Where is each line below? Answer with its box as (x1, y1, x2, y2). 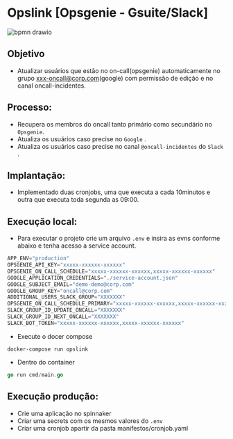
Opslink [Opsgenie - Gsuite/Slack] (7, 5, 208, 21)
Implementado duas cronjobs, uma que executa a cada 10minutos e (17, 188, 211, 196)
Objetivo (7, 48, 45, 60)
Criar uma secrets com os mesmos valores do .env (17, 416, 163, 425)
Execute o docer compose (17, 332, 93, 340)
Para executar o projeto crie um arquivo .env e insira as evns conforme (17, 234, 221, 243)
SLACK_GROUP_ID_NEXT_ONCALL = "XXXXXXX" (7, 313, 119, 321)
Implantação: (7, 169, 66, 182)
